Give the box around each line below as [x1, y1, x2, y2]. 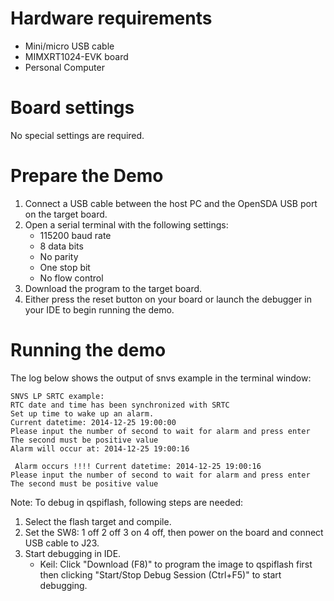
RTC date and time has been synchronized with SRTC [10, 400, 230, 410]
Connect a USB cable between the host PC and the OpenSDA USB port [24, 197, 318, 209]
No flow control [39, 272, 104, 284]
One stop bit [39, 261, 91, 273]
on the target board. [24, 208, 108, 220]
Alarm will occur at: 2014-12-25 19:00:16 [10, 443, 190, 454]
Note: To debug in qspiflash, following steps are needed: [10, 496, 244, 508]
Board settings [10, 97, 135, 119]
